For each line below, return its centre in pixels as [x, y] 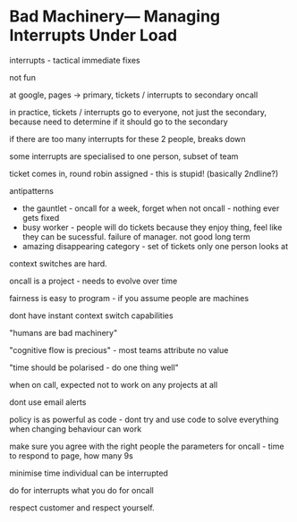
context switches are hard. [58, 263]
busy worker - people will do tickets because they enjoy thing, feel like [152, 227]
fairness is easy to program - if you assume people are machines [129, 298]
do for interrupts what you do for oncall [81, 490]
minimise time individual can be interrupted [89, 473]
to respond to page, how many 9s [72, 455]
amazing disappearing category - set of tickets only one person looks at [155, 246]
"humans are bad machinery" [64, 333]
